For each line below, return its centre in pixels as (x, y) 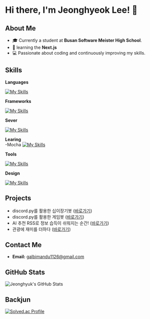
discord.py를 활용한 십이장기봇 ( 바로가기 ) (52, 211)
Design (13, 173)
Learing (13, 139)
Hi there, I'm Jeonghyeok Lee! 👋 (71, 10)
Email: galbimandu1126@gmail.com (48, 257)
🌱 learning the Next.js (34, 47)
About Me (20, 28)
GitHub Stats (25, 272)
